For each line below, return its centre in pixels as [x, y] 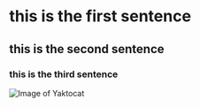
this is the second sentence [87, 49]
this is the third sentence [64, 74]
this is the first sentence [100, 16]
